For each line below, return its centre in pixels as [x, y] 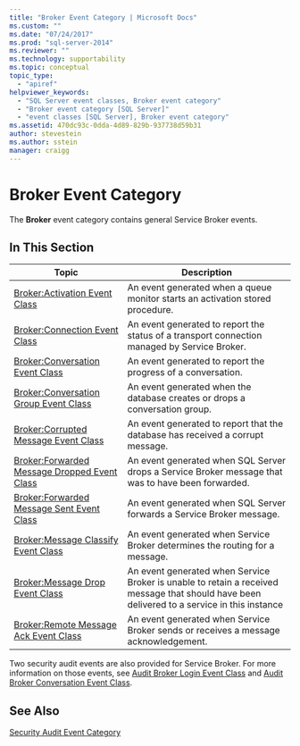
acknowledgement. [167, 641]
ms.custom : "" [36, 26]
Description [207, 272]
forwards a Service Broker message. [204, 515]
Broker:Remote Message [66, 624]
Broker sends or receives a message [204, 631]
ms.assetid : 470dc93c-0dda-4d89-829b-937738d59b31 [105, 126]
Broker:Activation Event [63, 293]
